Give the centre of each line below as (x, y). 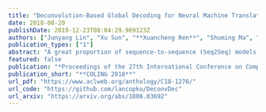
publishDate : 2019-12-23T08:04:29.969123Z (79, 30)
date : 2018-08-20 (37, 23)
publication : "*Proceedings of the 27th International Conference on (125, 67)
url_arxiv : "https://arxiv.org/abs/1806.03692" (88, 96)
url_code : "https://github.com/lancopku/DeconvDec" (95, 89)
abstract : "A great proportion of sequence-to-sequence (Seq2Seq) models (133, 52)
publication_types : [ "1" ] (51, 45)
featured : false (35, 60)
